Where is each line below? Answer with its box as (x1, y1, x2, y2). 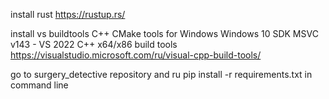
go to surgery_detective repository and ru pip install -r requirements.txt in (10, 69, 313, 80)
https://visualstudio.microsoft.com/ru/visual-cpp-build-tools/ (10, 49, 262, 61)
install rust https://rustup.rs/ (10, 9, 126, 20)
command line (10, 79, 69, 91)
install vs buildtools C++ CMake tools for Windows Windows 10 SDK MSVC (10, 28, 319, 39)
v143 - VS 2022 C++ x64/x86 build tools (10, 39, 178, 50)
